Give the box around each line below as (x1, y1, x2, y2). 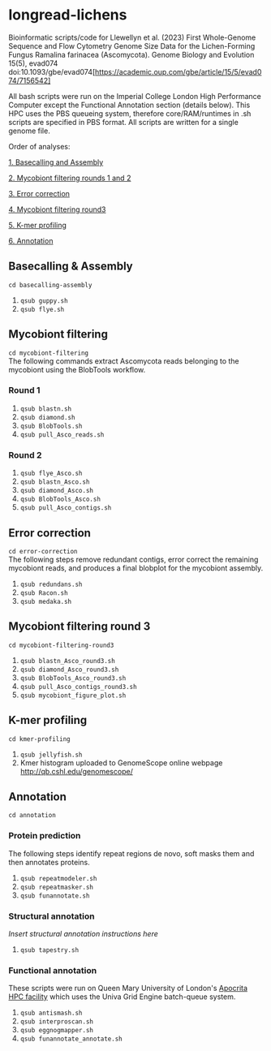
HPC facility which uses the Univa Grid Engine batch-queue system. (8, 992, 236, 1001)
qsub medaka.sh (19, 597, 72, 605)
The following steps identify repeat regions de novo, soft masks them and (8, 848, 255, 858)
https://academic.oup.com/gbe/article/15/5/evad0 (94, 67, 262, 76)
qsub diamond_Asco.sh (19, 487, 93, 495)
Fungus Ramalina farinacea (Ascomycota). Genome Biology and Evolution (8, 50, 255, 59)
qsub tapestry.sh (19, 946, 80, 954)
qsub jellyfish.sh (19, 751, 83, 759)
